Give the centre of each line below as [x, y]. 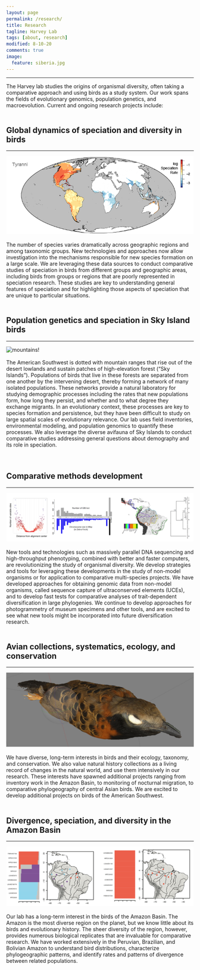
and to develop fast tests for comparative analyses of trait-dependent [91, 596]
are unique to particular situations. [48, 295]
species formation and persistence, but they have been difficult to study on [98, 413]
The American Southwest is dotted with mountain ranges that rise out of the [99, 362]
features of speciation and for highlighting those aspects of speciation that [98, 289]
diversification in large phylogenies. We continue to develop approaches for [99, 603]
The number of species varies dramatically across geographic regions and [98, 244]
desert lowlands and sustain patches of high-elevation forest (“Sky [88, 368]
